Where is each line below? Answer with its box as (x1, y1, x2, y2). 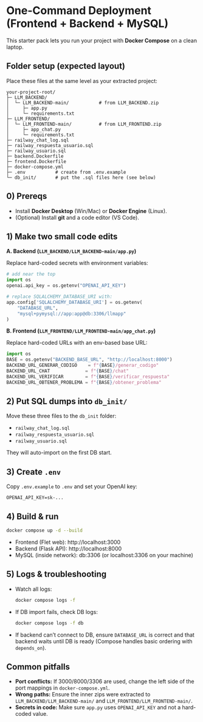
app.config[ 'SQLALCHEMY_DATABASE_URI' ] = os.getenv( (6, 299, 143, 305)
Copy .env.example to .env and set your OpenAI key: (6, 483, 138, 490)
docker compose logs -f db (15, 620, 84, 626)
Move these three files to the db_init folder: (6, 413, 117, 420)
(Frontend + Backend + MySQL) (6, 16, 169, 31)
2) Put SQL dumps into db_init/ (6, 396, 128, 406)
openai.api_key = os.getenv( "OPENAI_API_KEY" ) (6, 283, 126, 289)
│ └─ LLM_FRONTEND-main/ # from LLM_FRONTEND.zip (6, 121, 162, 127)
